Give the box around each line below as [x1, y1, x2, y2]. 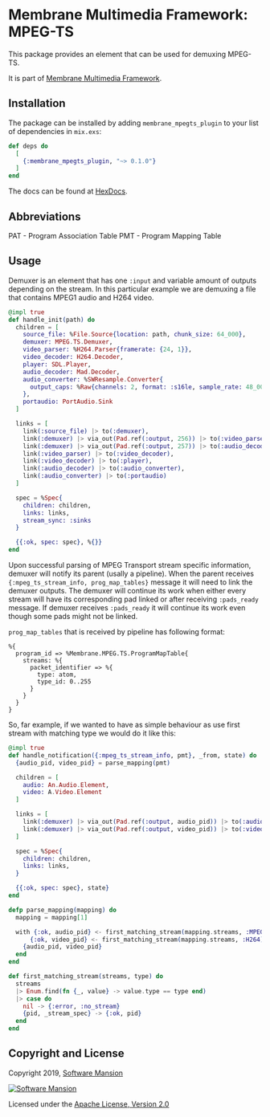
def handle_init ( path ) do [8, 316, 95, 324]
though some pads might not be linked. [8, 612, 138, 621]
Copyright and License [8, 1046, 125, 1061]
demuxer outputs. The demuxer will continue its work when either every [8, 586, 247, 595]
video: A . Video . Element [22, 789, 103, 797]
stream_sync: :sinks [22, 516, 92, 524]
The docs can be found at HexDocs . [8, 186, 129, 196]
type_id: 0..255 [37, 678, 92, 686]
